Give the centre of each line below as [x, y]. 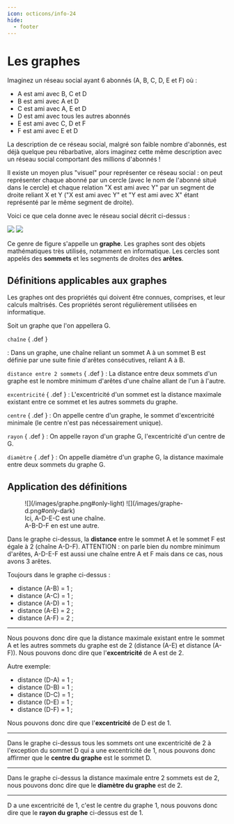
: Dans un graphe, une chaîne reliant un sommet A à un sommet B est [107, 353]
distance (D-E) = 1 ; [45, 702]
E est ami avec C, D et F [52, 123]
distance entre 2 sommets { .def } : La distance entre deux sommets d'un [112, 374]
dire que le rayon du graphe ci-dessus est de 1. [76, 812]
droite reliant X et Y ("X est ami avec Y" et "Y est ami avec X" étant [103, 195]
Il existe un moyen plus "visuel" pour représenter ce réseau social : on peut [115, 173]
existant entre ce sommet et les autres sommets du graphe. [93, 402]
